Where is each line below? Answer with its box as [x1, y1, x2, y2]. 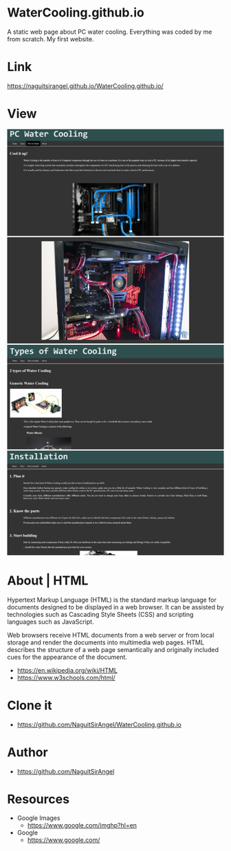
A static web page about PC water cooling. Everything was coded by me [7, 28, 212, 36]
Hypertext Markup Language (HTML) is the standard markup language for [7, 596, 217, 604]
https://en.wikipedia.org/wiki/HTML [16, 666, 118, 674]
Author [7, 744, 48, 760]
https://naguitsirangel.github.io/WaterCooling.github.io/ [7, 81, 164, 90]
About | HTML [7, 573, 89, 588]
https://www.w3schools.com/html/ [16, 673, 115, 682]
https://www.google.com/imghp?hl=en [27, 821, 137, 830]
